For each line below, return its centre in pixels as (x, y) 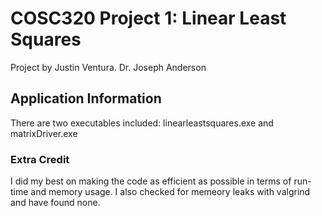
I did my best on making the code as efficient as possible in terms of (151, 181)
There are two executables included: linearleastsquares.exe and (142, 123)
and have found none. (55, 203)
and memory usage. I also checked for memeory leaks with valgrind (170, 192)
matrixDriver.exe (44, 133)
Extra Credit (40, 159)
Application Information (86, 98)
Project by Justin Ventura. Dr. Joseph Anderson (108, 67)
